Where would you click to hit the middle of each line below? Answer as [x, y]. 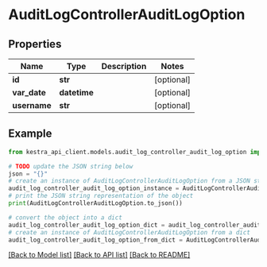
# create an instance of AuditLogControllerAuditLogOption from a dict [129, 232]
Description [124, 66]
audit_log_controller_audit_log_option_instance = [94, 188]
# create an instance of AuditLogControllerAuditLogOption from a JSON [129, 181]
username [32, 105]
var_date [29, 93]
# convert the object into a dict [66, 217]
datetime [76, 93]
